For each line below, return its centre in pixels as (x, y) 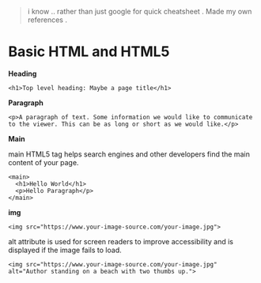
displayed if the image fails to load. (65, 250)
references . (47, 20)
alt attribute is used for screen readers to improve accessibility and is (121, 241)
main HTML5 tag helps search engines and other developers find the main (129, 154)
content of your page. (43, 162)
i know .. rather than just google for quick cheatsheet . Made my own (140, 11)
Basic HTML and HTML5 (89, 52)
